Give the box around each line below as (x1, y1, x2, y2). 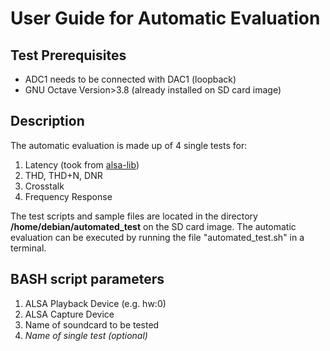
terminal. (10, 242, 47, 254)
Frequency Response (24, 190, 113, 202)
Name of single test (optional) (24, 329, 148, 341)
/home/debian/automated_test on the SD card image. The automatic (10, 220, 297, 232)
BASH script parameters (10, 271, 165, 288)
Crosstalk (24, 180, 65, 192)
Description (10, 113, 85, 130)
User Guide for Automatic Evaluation (10, 7, 321, 30)
